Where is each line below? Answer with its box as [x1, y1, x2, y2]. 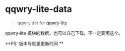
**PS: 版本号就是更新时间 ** [5, 41, 63, 47]
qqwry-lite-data [5, 3, 72, 15]
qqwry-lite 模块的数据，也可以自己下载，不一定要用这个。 [5, 30, 123, 36]
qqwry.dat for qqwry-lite [17, 20, 67, 26]
